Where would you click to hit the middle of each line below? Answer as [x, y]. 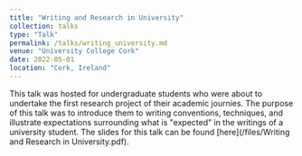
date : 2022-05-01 [42, 60]
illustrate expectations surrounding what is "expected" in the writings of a [146, 122]
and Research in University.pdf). [69, 142]
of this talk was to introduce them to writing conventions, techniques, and [146, 113]
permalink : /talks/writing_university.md [89, 43]
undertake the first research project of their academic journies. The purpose [151, 103]
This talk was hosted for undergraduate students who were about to [136, 93]
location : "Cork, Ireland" [60, 69]
